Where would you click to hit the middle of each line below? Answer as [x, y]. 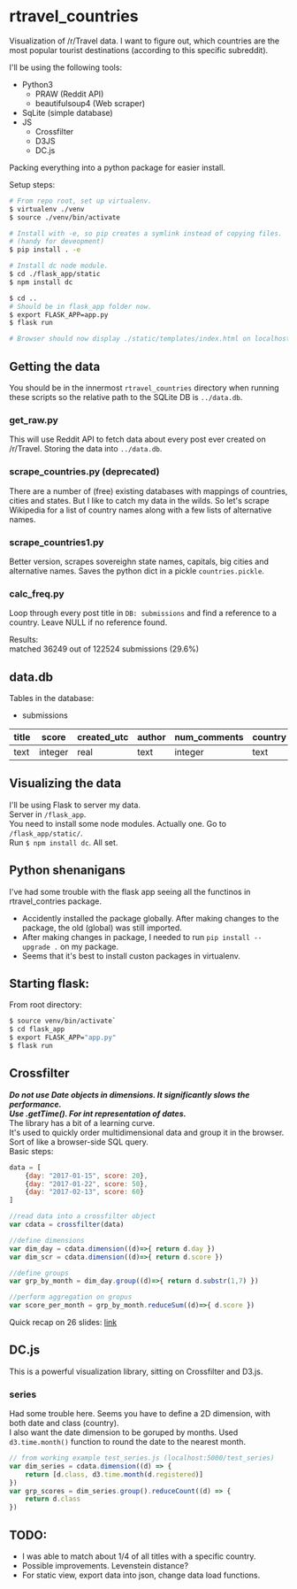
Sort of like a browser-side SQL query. [79, 1142]
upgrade [36, 947]
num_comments [209, 737]
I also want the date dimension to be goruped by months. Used [124, 1432]
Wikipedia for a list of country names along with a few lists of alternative [141, 510]
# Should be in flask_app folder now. [80, 306]
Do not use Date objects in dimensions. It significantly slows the [129, 1094]
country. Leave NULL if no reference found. [88, 622]
